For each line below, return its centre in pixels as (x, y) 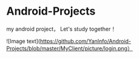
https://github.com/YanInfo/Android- (86, 41)
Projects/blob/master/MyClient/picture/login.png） (69, 48)
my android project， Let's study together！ (61, 29)
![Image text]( (23, 41)
